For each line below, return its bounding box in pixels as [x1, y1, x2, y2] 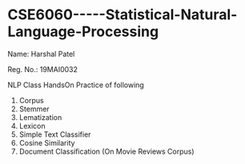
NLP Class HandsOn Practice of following [7, 80, 145, 90]
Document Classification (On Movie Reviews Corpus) [18, 146, 195, 156]
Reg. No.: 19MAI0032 [7, 64, 78, 74]
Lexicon [18, 121, 46, 130]
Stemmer [18, 104, 50, 114]
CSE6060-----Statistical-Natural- [7, 6, 238, 24]
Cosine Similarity [18, 138, 75, 147]
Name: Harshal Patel [7, 49, 75, 58]
